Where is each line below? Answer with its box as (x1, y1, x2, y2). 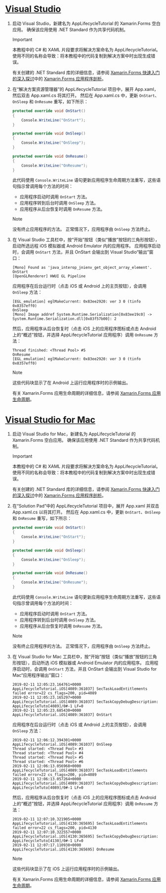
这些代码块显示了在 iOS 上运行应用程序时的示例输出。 (12, 866, 122, 872)
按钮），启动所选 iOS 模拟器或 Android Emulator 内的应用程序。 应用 (16, 660, 154, 666)
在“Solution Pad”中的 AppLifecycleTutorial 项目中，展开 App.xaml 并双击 (12, 503, 160, 509)
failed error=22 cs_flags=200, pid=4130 (12, 825, 97, 830)
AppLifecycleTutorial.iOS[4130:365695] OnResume (12, 847, 115, 852)
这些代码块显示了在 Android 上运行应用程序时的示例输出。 (12, 380, 131, 386)
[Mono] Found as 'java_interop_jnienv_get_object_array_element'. (12, 265, 152, 270)
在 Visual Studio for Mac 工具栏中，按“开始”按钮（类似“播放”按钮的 (12, 653, 149, 659)
